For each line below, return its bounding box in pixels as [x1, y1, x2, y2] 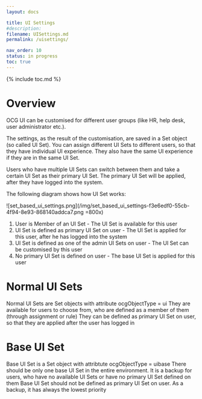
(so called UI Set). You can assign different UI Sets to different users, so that [6, 141, 196, 148]
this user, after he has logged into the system [14, 233, 128, 240]
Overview [6, 96, 56, 110]
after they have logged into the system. [6, 178, 104, 186]
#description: [6, 25, 42, 31]
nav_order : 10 [6, 48, 42, 54]
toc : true [6, 59, 31, 65]
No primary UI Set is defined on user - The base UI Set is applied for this [14, 252, 195, 259]
